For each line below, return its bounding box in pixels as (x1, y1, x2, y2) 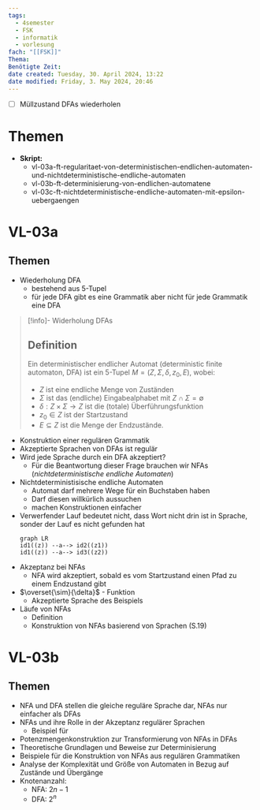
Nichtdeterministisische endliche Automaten (19, 477, 164, 487)
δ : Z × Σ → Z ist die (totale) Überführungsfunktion (39, 401, 203, 411)
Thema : (8, 56, 30, 64)
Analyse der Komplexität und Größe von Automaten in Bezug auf (19, 759, 229, 769)
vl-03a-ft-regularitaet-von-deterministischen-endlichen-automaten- (31, 162, 254, 171)
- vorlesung (15, 41, 55, 49)
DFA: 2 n (31, 793, 57, 804)
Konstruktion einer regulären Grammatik (19, 435, 150, 445)
